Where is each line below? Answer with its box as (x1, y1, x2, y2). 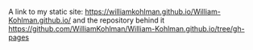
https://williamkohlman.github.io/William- (85, 7, 222, 16)
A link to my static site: (8, 7, 84, 16)
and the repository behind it (72, 15, 165, 25)
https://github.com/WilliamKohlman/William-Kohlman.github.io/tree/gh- (8, 24, 245, 33)
